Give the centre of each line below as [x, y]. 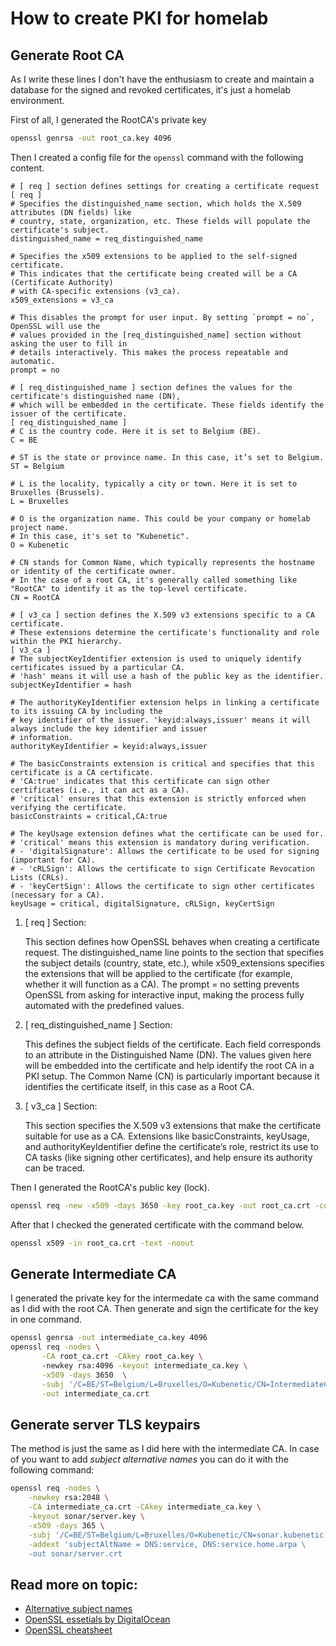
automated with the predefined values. [104, 1005]
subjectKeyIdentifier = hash [71, 685]
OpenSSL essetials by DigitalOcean [97, 1619]
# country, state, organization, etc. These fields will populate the [160, 221]
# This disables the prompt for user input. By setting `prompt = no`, [162, 317]
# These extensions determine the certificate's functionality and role [165, 632]
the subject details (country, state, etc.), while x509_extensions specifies [174, 963]
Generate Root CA [67, 55]
